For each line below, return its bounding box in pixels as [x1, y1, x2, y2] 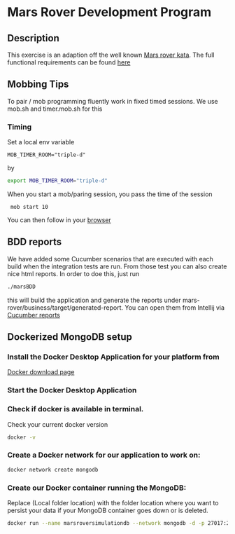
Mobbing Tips [7, 78, 69, 90]
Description [7, 32, 59, 44]
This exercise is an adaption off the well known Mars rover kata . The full [7, 50, 215, 59]
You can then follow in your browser [7, 215, 112, 224]
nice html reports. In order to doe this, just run [7, 269, 140, 278]
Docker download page [7, 368, 75, 376]
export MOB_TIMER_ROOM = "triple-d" [7, 177, 108, 184]
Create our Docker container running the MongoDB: [7, 483, 187, 493]
